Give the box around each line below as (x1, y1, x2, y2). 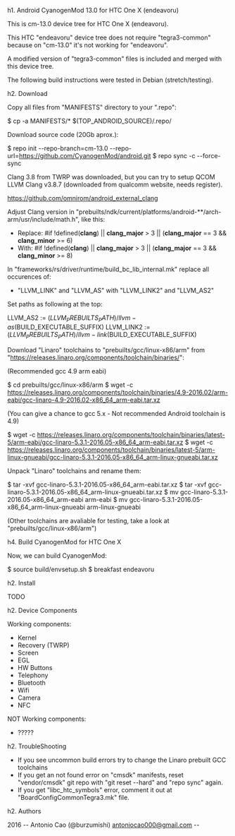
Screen (17, 648, 39, 657)
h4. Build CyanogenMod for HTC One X (7, 537, 122, 546)
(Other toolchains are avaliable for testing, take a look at (7, 516, 170, 525)
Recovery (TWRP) (17, 640, 70, 649)
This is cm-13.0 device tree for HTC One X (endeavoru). (7, 20, 169, 28)
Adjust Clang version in (7, 208, 75, 216)
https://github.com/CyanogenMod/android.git (18, 152, 151, 160)
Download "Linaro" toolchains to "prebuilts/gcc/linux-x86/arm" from (7, 345, 205, 354)
